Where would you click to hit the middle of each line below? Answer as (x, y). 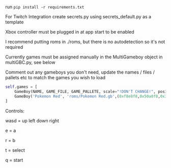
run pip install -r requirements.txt (45, 7)
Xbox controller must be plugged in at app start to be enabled (70, 32)
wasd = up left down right (32, 120)
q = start (14, 160)
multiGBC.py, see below (30, 62)
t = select (15, 150)
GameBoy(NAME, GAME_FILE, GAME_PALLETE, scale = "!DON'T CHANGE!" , (85, 91)
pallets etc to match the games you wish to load (55, 77)
